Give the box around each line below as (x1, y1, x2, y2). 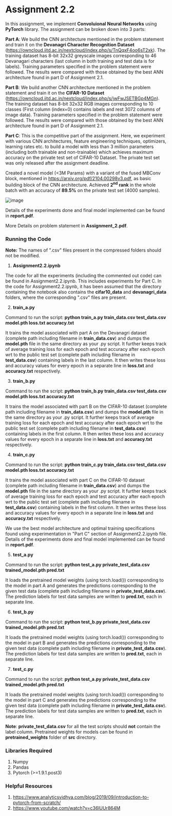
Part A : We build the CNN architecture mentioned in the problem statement (5, 36, 164, 42)
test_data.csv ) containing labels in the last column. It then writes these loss (5, 357, 166, 363)
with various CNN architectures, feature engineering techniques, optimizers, (5, 138, 167, 144)
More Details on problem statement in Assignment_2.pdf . (5, 222, 128, 228)
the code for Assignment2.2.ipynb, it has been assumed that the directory (5, 283, 162, 289)
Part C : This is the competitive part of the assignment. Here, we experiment (5, 132, 165, 138)
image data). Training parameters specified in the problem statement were (5, 112, 163, 118)
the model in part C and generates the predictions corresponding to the (5, 697, 157, 703)
